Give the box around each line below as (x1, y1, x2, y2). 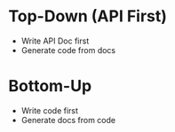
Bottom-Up (8, 76, 92, 97)
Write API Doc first (20, 35, 90, 46)
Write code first (20, 105, 79, 116)
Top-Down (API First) (8, 6, 168, 27)
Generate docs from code (20, 114, 116, 125)
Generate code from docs (20, 44, 116, 55)
